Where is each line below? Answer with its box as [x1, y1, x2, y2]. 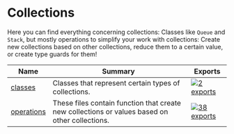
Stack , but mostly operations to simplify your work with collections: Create [7, 35, 221, 43]
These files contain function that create [52, 98, 181, 108]
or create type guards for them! [7, 50, 97, 58]
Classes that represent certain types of [52, 78, 180, 87]
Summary [102, 66, 135, 76]
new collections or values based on [52, 106, 169, 116]
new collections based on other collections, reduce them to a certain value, [7, 42, 224, 51]
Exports [194, 66, 221, 76]
